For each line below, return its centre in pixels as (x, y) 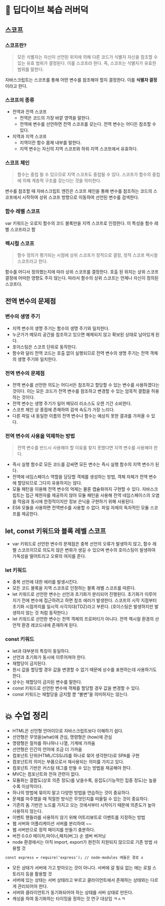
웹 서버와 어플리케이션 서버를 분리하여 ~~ (52, 823)
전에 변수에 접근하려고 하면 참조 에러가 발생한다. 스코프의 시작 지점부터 (89, 600)
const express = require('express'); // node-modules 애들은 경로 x (74, 858)
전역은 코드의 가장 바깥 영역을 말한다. (55, 118)
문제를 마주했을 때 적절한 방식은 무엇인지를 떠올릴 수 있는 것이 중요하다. (81, 799)
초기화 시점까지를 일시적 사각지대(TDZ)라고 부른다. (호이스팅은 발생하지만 (83, 607)
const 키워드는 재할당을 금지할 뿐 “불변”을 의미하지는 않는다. (70, 694)
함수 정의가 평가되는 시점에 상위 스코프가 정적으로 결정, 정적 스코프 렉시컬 (87, 255)
